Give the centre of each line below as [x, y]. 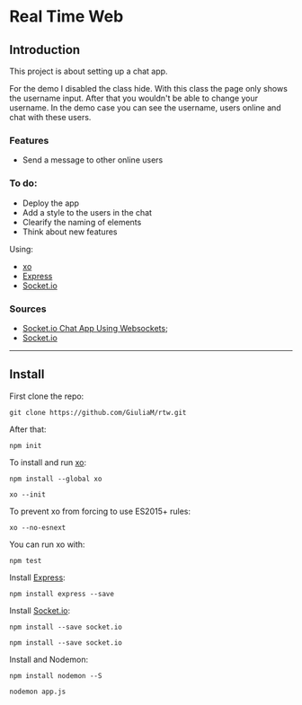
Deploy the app [50, 203]
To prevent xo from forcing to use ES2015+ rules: [100, 511]
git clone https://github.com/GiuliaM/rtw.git [98, 412]
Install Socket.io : [40, 610]
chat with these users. [50, 117]
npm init [26, 445]
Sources [28, 309]
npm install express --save [62, 594]
